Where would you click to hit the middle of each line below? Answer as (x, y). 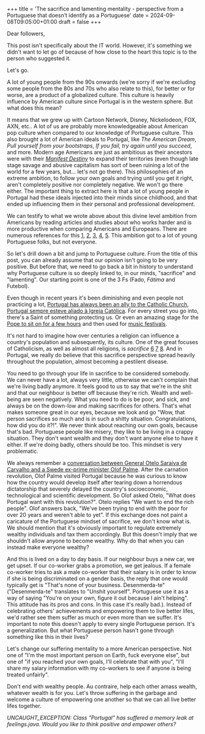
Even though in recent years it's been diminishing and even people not (95, 298)
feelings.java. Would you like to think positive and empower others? (92, 724)
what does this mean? (34, 108)
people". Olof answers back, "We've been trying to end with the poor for (97, 508)
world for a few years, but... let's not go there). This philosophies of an (95, 171)
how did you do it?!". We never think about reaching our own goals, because (102, 425)
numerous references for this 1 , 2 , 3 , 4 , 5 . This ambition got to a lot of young (102, 235)
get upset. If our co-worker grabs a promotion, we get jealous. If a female (99, 566)
